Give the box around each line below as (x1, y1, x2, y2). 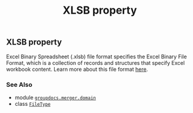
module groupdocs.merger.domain (14, 93, 96, 101)
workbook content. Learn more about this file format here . (6, 65, 148, 73)
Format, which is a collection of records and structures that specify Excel (6, 59, 185, 66)
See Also (6, 80, 33, 89)
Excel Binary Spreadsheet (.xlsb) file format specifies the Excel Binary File (6, 53, 187, 60)
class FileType (14, 100, 51, 107)
